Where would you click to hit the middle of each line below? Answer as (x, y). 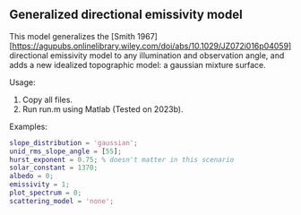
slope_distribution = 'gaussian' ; (74, 142)
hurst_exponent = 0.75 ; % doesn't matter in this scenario (122, 159)
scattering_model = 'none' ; (62, 201)
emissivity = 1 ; (39, 185)
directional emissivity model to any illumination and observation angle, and (147, 55)
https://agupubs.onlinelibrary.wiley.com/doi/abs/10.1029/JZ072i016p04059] (152, 46)
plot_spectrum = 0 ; (46, 193)
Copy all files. (47, 99)
